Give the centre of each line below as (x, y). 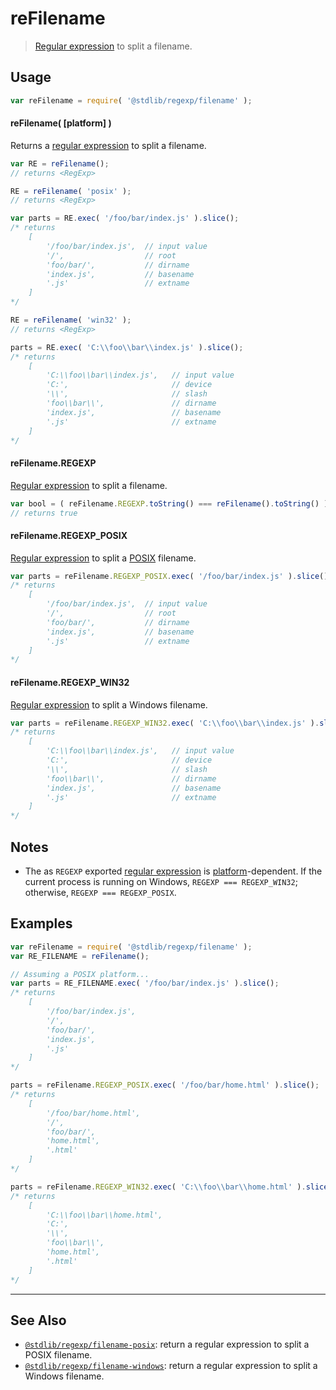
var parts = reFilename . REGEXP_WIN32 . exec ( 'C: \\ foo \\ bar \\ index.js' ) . (165, 723)
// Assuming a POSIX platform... (80, 974)
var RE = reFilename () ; (60, 163)
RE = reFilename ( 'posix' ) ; (71, 191)
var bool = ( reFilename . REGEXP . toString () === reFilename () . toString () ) (169, 503)
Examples (41, 923)
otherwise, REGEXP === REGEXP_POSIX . (100, 892)
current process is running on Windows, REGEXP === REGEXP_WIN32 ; (161, 881)
